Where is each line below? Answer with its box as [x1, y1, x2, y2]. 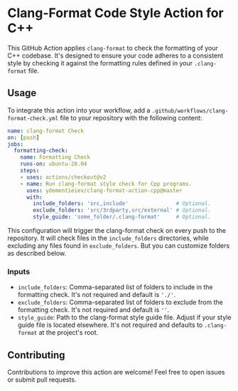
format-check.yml [7, 115, 59, 122]
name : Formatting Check [20, 154, 91, 161]
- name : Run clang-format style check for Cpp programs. [20, 180, 193, 187]
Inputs [7, 266, 31, 276]
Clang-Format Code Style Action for [7, 5, 224, 21]
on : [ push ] [7, 134, 40, 141]
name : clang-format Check [7, 127, 84, 135]
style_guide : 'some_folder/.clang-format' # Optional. [33, 214, 212, 221]
